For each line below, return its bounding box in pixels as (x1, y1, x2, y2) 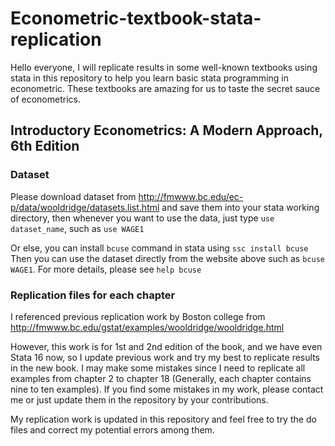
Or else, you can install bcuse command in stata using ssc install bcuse (10, 242, 309, 254)
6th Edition (10, 138, 80, 155)
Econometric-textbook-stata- (10, 7, 262, 30)
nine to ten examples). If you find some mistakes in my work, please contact (10, 383, 324, 395)
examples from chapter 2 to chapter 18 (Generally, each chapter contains (10, 372, 312, 384)
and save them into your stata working (161, 201, 320, 213)
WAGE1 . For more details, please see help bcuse (10, 263, 202, 275)
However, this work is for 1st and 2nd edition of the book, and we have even (10, 340, 323, 352)
